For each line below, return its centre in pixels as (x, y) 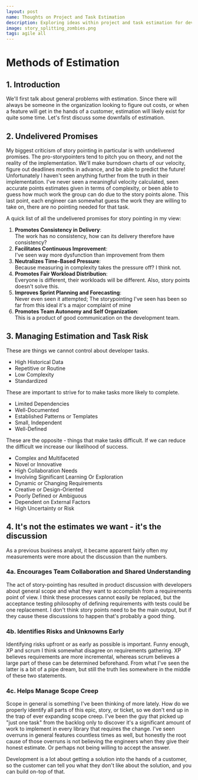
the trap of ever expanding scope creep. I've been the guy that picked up (95, 716)
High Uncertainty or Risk (44, 508)
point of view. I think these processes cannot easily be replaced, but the (93, 597)
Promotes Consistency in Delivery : (58, 230)
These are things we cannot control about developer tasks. (77, 350)
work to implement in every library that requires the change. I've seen (90, 729)
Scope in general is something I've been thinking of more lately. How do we (98, 704)
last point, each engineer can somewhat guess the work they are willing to (96, 200)
